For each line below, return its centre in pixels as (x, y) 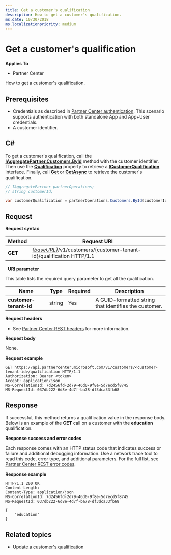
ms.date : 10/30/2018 (27, 19)
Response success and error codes (44, 439)
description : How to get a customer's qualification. (64, 15)
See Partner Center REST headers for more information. (71, 329)
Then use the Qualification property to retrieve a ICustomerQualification (82, 166)
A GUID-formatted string (125, 300)
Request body (20, 338)
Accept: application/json (33, 381)
